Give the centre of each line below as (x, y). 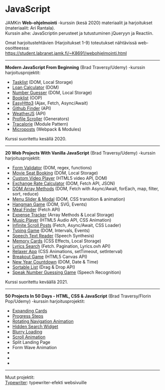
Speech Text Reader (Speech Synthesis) (53, 235)
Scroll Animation (29, 337)
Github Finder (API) (32, 108)
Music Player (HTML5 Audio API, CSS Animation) (62, 220)
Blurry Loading (27, 331)
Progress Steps (28, 316)
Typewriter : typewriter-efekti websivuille (46, 382)
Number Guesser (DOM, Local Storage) (52, 93)
